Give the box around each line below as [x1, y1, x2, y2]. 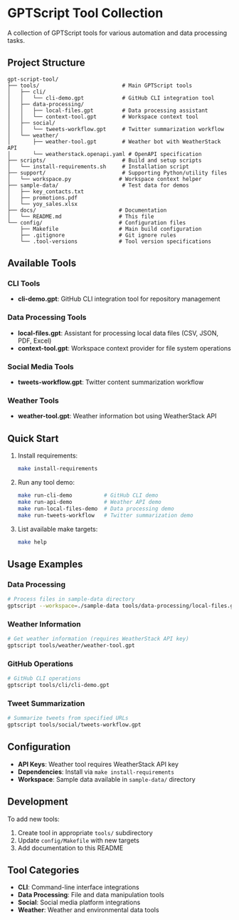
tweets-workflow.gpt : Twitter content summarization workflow [17, 378, 204, 386]
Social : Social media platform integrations [17, 898, 141, 906]
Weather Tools [7, 396, 59, 405]
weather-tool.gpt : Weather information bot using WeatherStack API [17, 412, 217, 420]
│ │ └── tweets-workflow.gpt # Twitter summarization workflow [7, 125, 224, 133]
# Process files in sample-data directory [7, 596, 135, 603]
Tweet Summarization [7, 698, 85, 708]
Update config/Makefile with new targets [17, 836, 140, 844]
